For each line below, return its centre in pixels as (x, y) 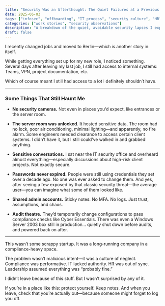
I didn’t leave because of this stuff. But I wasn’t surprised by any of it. (75, 278)
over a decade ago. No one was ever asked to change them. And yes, (83, 179)
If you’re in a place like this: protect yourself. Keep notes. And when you (78, 288)
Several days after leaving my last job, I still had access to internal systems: (81, 66)
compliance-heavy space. (31, 249)
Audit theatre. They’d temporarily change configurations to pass (78, 214)
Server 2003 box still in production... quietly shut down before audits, (82, 224)
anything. (22, 145)
